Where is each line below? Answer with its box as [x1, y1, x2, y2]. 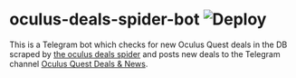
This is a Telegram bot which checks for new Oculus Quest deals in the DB [9, 39, 288, 50]
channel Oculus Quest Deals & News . [9, 58, 148, 69]
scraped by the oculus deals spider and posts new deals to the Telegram [9, 48, 281, 59]
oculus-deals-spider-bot [9, 9, 200, 30]
